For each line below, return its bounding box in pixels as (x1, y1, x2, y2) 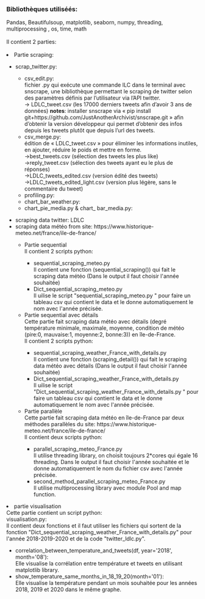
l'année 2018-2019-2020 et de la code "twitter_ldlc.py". (6, 535, 146, 542)
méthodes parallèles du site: (24, 421, 96, 428)
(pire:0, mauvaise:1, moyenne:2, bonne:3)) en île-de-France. (24, 331, 176, 338)
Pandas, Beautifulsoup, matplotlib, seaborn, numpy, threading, (6, 19, 164, 26)
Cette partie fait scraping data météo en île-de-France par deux (24, 414, 185, 421)
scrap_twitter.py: (15, 63, 57, 70)
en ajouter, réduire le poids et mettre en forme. (24, 146, 142, 154)
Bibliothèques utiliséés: (6, 5, 78, 13)
